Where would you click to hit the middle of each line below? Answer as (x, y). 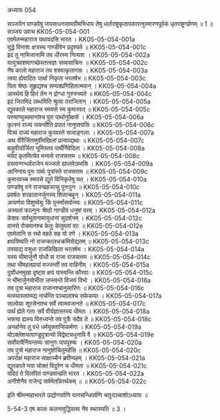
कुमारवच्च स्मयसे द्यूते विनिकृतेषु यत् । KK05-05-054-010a (77, 179)
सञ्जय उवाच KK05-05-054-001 (48, 31)
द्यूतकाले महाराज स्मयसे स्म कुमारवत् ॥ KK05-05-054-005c (79, 109)
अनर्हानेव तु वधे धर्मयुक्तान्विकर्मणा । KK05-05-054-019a (74, 327)
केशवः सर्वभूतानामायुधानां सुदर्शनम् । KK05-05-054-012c (75, 218)
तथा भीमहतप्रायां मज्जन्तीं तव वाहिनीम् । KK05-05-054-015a (79, 265)
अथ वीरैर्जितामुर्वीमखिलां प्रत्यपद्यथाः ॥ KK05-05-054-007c (76, 140)
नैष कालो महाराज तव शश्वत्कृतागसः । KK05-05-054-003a (77, 70)
